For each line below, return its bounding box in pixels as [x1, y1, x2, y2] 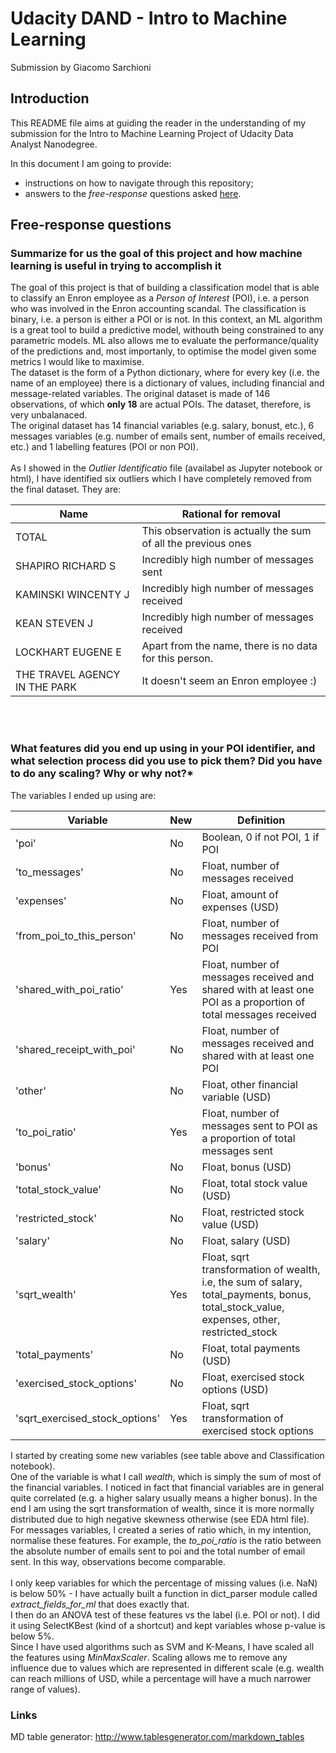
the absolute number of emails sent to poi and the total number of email [10, 1545, 306, 1557]
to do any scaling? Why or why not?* [10, 767, 195, 781]
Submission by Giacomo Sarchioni [10, 61, 152, 73]
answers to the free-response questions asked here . [24, 187, 242, 199]
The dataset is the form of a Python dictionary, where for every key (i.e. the [10, 367, 321, 379]
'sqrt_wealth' [15, 1287, 77, 1301]
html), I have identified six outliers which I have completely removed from [10, 473, 312, 485]
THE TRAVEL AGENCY [15, 668, 121, 682]
